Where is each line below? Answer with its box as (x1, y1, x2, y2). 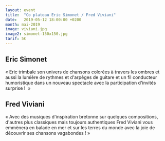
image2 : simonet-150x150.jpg (5, 31, 68, 36)
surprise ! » (5, 85, 31, 91)
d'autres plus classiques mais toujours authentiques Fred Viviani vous (5, 119, 153, 125)
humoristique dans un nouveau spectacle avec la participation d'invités (5, 79, 156, 86)
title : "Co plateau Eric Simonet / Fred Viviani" (5, 12, 116, 17)
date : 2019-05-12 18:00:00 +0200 (5, 17, 82, 22)
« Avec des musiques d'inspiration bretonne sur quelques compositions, (5, 113, 158, 119)
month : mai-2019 (5, 22, 40, 27)
